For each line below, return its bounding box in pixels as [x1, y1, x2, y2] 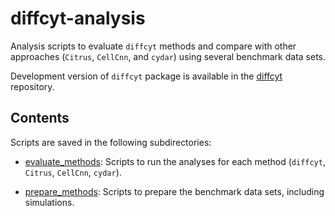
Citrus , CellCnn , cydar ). [24, 166, 122, 178]
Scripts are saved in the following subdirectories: [10, 136, 212, 148]
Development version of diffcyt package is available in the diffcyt [10, 70, 283, 82]
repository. [10, 80, 55, 92]
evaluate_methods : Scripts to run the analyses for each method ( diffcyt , [24, 155, 326, 167]
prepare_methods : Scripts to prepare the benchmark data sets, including [24, 185, 325, 197]
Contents [10, 110, 70, 127]
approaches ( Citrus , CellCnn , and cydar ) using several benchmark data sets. [10, 50, 327, 62]
